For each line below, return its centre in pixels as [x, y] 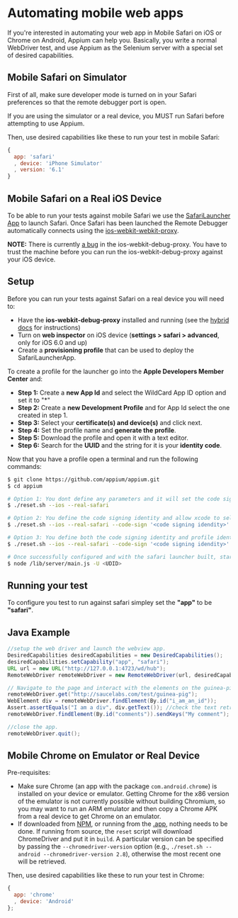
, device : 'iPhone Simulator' [58, 163]
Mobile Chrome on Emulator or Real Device [104, 756]
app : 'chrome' [34, 895]
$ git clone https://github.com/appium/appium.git [84, 480]
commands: [25, 466]
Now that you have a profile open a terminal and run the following [103, 459]
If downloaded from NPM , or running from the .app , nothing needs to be [123, 824]
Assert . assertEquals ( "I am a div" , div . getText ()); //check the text [112, 708]
